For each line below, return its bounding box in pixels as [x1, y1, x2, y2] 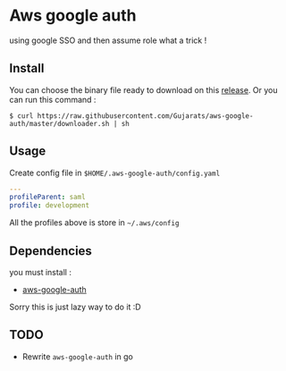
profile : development [9, 201, 90, 210]
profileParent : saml [9, 193, 87, 202]
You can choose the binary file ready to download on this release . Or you [9, 84, 279, 95]
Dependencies [9, 243, 92, 258]
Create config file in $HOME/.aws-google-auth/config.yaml [9, 167, 221, 178]
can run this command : [9, 94, 97, 105]
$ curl [9, 111, 34, 121]
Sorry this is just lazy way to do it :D [9, 301, 141, 312]
